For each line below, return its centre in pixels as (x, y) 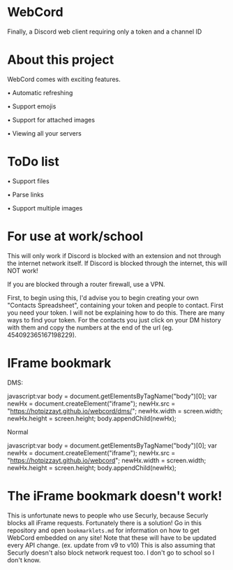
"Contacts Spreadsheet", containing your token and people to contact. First (115, 305)
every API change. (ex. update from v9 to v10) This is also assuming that (111, 545)
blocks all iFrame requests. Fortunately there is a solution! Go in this (105, 522)
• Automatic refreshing (40, 92)
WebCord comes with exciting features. (64, 79)
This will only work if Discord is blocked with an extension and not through (114, 255)
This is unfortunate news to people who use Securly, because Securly (108, 515)
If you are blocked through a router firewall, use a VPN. (86, 284)
